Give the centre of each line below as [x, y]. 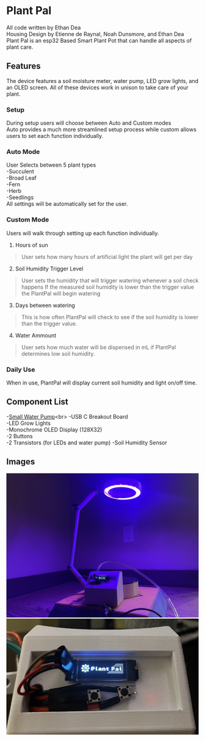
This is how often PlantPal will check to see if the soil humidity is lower [110, 317]
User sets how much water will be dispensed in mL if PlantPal [99, 347]
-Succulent [20, 172]
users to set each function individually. [55, 136]
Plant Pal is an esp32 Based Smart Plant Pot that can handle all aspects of [99, 40]
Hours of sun [31, 245]
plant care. [20, 47]
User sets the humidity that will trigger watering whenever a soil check [110, 280]
